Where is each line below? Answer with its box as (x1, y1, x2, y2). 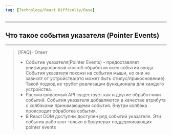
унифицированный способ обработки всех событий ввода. (25, 65, 155, 71)
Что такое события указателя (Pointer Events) (5, 31, 160, 40)
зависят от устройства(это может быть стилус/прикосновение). (25, 75, 166, 82)
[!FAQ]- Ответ (17, 49, 48, 56)
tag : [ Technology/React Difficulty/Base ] (5, 7, 95, 13)
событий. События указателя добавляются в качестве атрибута (25, 97, 166, 103)
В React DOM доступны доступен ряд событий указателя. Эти (25, 113, 161, 120)
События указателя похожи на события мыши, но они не (25, 70, 150, 76)
